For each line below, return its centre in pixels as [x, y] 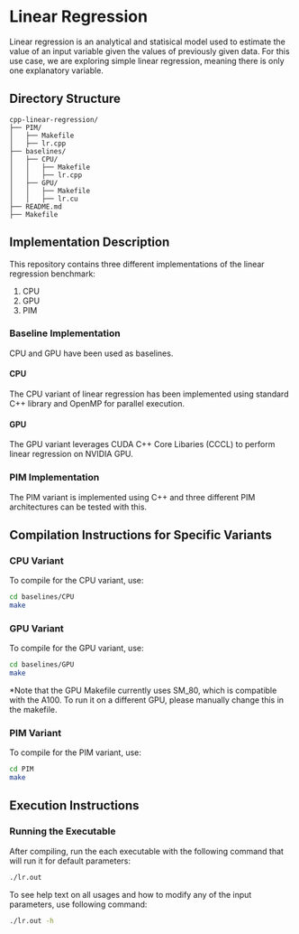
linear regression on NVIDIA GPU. [71, 454]
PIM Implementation [54, 478]
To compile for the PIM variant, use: [76, 752]
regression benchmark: [53, 274]
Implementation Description [90, 243]
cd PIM [22, 770]
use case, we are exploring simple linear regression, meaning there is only [147, 61]
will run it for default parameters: [70, 861]
